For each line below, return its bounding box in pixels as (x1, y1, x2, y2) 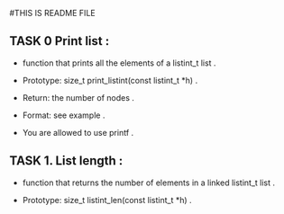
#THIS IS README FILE (9, 8, 96, 18)
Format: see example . (22, 110, 105, 120)
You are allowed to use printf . (22, 127, 134, 138)
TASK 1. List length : (9, 153, 124, 169)
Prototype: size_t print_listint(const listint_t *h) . (22, 75, 198, 85)
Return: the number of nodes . (22, 92, 135, 103)
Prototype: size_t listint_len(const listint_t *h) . (22, 194, 192, 205)
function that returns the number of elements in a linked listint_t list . (22, 177, 276, 188)
